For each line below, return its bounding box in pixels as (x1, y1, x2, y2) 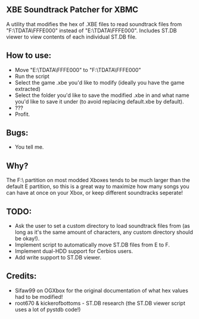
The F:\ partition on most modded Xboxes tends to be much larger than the (6, 177, 191, 184)
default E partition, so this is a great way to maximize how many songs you (6, 183, 189, 190)
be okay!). (14, 235, 40, 242)
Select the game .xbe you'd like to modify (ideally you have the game (14, 79, 185, 86)
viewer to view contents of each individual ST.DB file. (6, 33, 137, 40)
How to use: (6, 51, 52, 61)
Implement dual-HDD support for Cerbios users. (14, 248, 133, 255)
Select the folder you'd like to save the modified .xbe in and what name (14, 92, 189, 99)
